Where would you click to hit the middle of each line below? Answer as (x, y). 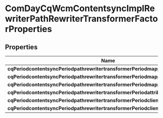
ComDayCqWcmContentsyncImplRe (80, 8)
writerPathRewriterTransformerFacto (81, 19)
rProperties (29, 29)
